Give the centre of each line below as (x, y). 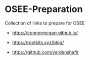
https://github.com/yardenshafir (45, 52)
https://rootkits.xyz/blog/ (38, 42)
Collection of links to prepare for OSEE (45, 23)
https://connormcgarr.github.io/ (45, 32)
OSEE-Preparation (44, 9)
